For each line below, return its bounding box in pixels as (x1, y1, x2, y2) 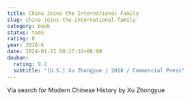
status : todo (7, 29, 44, 36)
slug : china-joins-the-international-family (7, 16, 136, 23)
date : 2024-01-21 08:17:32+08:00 (7, 48, 103, 55)
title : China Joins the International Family (7, 10, 139, 17)
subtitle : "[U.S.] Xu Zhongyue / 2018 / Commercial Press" (13, 67, 185, 74)
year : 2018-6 (7, 42, 44, 48)
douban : (7, 55, 29, 61)
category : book (7, 23, 51, 29)
